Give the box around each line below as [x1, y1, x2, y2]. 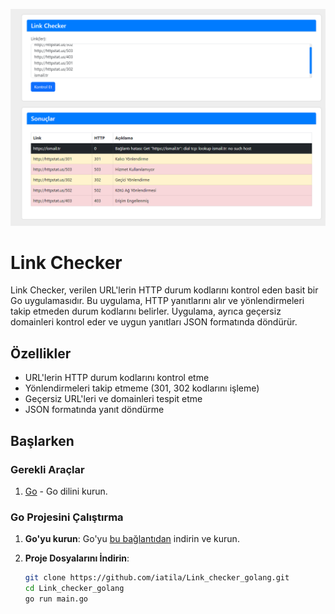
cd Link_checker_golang [24, 584, 125, 594]
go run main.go [24, 594, 89, 604]
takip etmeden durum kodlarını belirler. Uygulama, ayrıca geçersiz [10, 305, 282, 318]
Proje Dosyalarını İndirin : [24, 552, 130, 564]
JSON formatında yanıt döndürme [24, 404, 165, 416]
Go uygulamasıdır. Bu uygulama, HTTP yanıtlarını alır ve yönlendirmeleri [10, 295, 305, 307]
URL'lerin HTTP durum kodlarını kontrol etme [24, 372, 210, 384]
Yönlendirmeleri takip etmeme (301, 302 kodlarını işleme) [24, 382, 260, 394]
